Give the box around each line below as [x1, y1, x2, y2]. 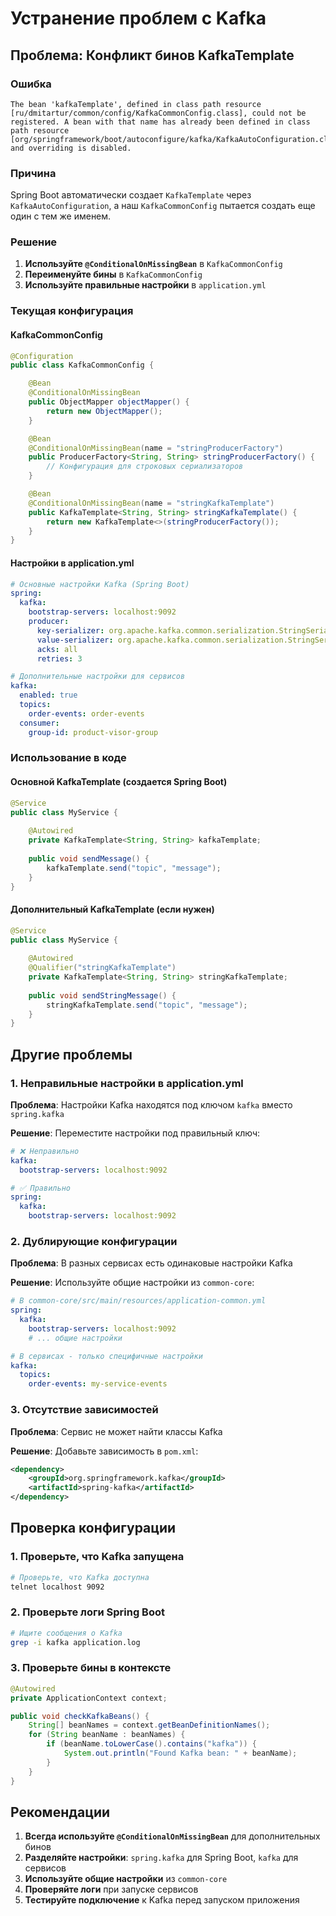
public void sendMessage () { [28, 853, 150, 864]
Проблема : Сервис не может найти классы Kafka [10, 1425, 223, 1437]
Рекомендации [10, 1803, 111, 1821]
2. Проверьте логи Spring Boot [10, 1605, 165, 1619]
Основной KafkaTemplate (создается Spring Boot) [10, 776, 228, 788]
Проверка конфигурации [10, 1520, 177, 1537]
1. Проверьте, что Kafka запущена [10, 1550, 185, 1564]
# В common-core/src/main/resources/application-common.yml [10, 1296, 267, 1306]
